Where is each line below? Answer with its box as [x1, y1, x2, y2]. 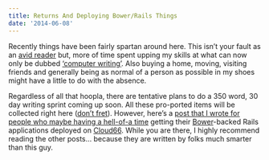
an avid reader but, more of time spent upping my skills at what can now [8, 50, 247, 59]
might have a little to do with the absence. [8, 76, 147, 85]
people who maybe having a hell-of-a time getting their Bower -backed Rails [8, 117, 259, 126]
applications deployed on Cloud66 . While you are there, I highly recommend [8, 125, 260, 135]
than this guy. [8, 142, 54, 152]
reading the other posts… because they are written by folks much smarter [8, 133, 252, 143]
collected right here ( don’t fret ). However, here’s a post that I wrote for [8, 108, 240, 117]
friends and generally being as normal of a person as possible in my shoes [8, 67, 255, 76]
